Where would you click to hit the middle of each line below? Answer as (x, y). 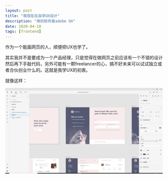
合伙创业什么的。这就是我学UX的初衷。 (50, 70)
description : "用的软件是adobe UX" (40, 21)
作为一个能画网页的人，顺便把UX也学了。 (48, 47)
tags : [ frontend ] (23, 32)
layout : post (19, 10)
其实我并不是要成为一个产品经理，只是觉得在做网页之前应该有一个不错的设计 (84, 58)
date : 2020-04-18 (23, 26)
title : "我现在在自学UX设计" (32, 16)
